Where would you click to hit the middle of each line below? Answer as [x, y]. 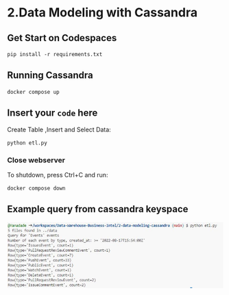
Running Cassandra [50, 76]
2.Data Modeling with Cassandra [102, 13]
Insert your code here [52, 113]
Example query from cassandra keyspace [98, 209]
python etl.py [27, 143]
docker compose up [33, 92]
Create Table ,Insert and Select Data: [59, 129]
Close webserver [36, 160]
